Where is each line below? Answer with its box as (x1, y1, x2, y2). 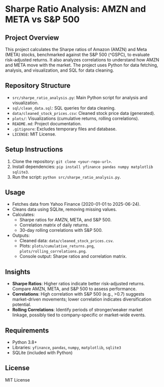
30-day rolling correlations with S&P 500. (19, 227, 103, 233)
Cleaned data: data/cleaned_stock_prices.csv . (19, 238, 114, 244)
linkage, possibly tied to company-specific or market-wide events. (12, 312, 146, 318)
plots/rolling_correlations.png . (19, 248, 87, 254)
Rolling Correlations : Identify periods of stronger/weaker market (12, 307, 143, 313)
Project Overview (5, 33, 59, 42)
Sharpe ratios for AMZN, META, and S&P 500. (19, 217, 112, 223)
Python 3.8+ (12, 339, 38, 345)
